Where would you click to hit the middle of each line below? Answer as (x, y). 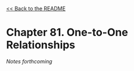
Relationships (41, 45)
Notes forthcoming (29, 61)
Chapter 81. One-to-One (67, 33)
